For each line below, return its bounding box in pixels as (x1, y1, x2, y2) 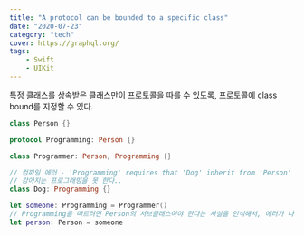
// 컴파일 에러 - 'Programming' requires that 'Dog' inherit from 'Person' (9, 168, 292, 177)
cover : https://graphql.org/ (9, 38, 119, 48)
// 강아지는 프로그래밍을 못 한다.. (9, 176, 123, 185)
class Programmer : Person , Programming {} (9, 151, 172, 161)
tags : (9, 47, 30, 56)
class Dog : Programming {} (9, 184, 111, 194)
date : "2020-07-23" (9, 22, 83, 31)
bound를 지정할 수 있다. (9, 100, 94, 111)
